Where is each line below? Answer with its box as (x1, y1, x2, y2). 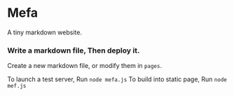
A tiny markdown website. (7, 28, 83, 36)
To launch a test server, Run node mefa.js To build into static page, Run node (7, 75, 228, 83)
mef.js (7, 83, 27, 90)
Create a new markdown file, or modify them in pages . (7, 62, 163, 70)
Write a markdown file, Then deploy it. (7, 46, 140, 55)
